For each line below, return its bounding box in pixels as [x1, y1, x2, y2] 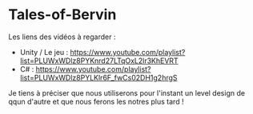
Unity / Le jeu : [19, 47, 69, 57]
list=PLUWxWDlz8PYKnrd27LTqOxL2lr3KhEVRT [19, 56, 179, 65]
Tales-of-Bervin [8, 6, 117, 24]
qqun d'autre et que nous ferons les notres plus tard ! [8, 96, 184, 106]
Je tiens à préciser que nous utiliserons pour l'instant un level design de [8, 88, 246, 97]
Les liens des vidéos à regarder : [8, 32, 116, 41]
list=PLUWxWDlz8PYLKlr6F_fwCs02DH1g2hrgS [19, 73, 178, 82]
